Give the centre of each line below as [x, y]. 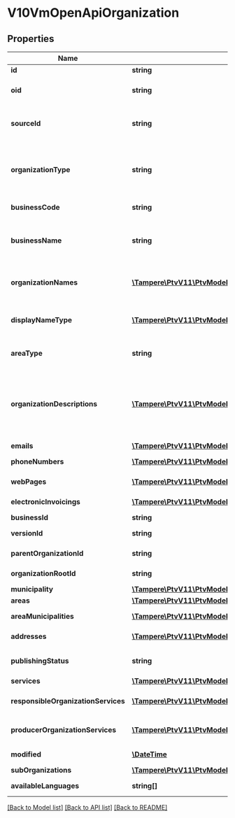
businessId [30, 517]
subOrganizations [41, 770]
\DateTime [150, 754]
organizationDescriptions [54, 404]
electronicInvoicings [45, 502]
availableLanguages [45, 786]
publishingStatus [40, 661]
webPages [29, 482]
